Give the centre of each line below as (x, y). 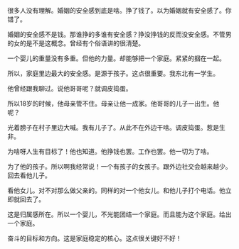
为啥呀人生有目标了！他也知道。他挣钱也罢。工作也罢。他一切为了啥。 (110, 151)
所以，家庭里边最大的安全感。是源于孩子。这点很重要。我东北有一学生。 (113, 73)
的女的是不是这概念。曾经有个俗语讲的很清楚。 (76, 43)
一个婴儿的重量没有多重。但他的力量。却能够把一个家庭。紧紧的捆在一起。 (116, 58)
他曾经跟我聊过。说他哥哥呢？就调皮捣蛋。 (70, 88)
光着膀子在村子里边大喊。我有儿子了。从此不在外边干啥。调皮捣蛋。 (107, 127)
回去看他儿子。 (29, 175)
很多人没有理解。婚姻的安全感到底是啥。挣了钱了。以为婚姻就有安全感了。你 (119, 10)
